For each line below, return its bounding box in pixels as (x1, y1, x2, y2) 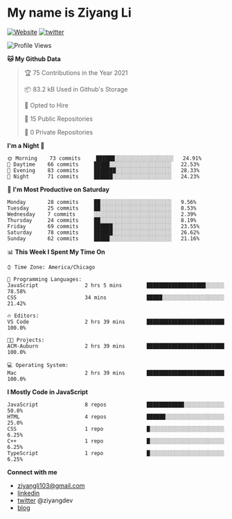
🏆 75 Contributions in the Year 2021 (24, 68, 128, 77)
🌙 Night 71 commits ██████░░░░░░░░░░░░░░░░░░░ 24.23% (7, 173, 199, 180)
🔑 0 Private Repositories (24, 128, 93, 136)
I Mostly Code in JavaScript (7, 387, 89, 396)
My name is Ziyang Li (7, 5, 132, 21)
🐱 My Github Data (7, 54, 61, 63)
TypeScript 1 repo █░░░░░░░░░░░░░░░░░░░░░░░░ (7, 450, 225, 457)
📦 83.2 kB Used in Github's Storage (24, 85, 128, 93)
